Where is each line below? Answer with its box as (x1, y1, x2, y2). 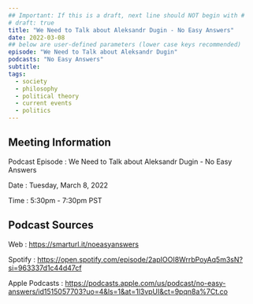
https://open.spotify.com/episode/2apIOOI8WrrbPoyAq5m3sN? (36, 254, 243, 264)
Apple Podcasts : (8, 278, 64, 287)
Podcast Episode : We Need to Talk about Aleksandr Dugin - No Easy (8, 157, 233, 166)
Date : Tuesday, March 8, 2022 (8, 180, 109, 190)
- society (15, 77, 47, 85)
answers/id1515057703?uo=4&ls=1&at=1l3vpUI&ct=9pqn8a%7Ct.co (8, 287, 229, 296)
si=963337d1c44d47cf (8, 263, 82, 272)
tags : (8, 70, 26, 78)
